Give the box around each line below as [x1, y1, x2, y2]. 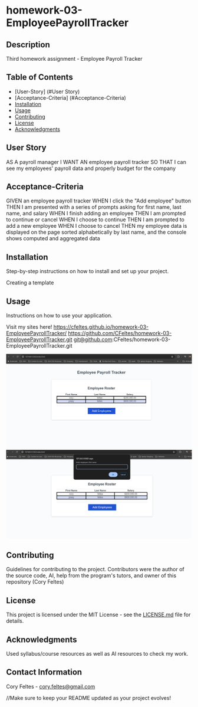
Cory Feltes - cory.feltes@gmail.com [6, 683, 95, 690]
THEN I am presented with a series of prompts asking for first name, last [6, 204, 181, 211]
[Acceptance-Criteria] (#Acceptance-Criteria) [14, 94, 127, 101]
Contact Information [6, 667, 82, 677]
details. [6, 617, 24, 624]
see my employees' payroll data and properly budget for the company [6, 165, 176, 172]
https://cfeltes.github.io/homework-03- [53, 323, 149, 330]
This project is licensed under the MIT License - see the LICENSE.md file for [6, 611, 191, 618]
